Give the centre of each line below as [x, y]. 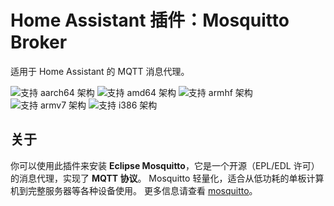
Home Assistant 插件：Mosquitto [150, 20]
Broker [39, 42]
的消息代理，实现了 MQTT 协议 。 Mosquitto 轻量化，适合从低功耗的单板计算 [167, 178]
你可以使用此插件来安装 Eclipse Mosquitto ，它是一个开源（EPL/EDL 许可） [165, 165]
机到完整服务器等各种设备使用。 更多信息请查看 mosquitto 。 [134, 190]
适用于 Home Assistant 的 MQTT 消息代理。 [100, 71]
